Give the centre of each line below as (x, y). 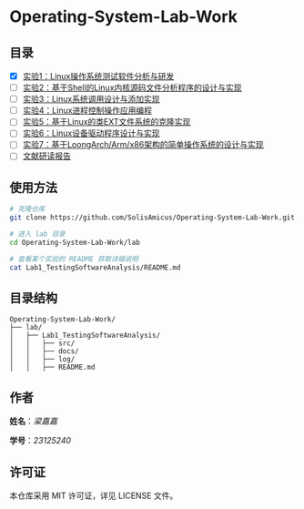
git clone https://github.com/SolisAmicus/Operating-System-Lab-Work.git (152, 218)
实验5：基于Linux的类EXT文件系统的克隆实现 (106, 122)
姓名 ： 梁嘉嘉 (33, 422)
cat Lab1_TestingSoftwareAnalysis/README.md (95, 267)
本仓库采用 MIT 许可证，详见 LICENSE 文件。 (94, 495)
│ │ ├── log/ (42, 360)
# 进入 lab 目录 (37, 234)
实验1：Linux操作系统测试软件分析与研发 (98, 76)
